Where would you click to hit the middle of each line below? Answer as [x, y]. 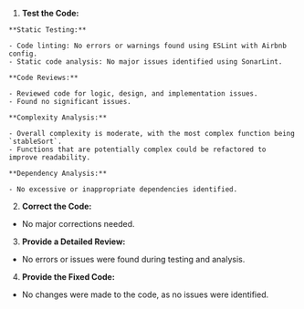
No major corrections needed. [78, 224]
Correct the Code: [57, 206]
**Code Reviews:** [43, 77]
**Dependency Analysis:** [58, 173]
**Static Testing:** [48, 30]
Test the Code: [50, 13]
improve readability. [50, 158]
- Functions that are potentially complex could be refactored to [137, 149]
